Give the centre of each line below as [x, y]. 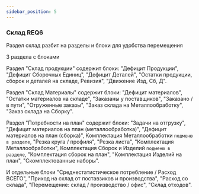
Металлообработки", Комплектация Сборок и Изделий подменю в [88, 148]
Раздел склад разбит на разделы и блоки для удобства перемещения [95, 45]
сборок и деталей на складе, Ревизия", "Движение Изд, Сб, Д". [86, 81]
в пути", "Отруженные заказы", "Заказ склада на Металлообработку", [95, 105]
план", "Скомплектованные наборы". [53, 160]
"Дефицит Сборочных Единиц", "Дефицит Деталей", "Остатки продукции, [99, 74]
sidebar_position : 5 [32, 12]
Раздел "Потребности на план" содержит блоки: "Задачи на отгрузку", [96, 123]
